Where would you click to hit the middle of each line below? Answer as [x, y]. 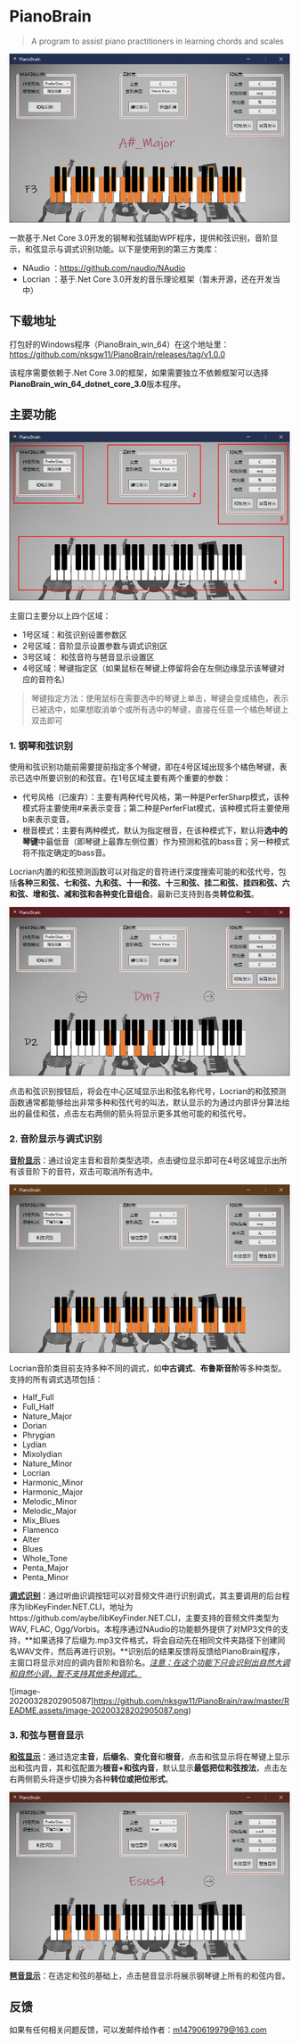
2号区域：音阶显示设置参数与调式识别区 [95, 646]
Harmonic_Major [53, 1492]
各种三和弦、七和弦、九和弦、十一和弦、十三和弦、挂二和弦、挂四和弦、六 [154, 883]
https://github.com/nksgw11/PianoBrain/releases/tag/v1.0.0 [117, 354]
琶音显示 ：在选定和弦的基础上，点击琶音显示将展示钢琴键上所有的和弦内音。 [150, 1976]
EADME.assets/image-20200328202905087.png [99, 1710]
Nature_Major [47, 1416]
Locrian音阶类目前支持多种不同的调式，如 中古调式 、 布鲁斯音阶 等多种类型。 [148, 1368]
